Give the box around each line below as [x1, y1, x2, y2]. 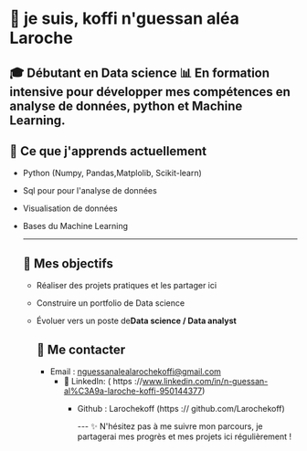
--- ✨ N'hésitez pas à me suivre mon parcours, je [77, 421, 263, 432]
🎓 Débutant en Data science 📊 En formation [9, 65, 270, 80]
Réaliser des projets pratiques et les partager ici [36, 280, 217, 291]
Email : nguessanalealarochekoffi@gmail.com [49, 366, 222, 377]
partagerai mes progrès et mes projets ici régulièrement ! [77, 431, 292, 442]
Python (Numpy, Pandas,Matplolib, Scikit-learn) [22, 168, 203, 179]
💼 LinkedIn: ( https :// [63, 376, 143, 387]
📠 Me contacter [36, 341, 126, 357]
